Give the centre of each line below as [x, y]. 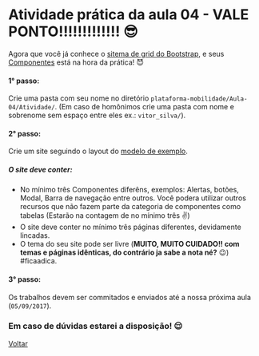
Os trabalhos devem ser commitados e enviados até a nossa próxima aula [130, 297]
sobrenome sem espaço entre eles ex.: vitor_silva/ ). [97, 115]
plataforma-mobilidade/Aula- [199, 99]
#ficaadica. [38, 261]
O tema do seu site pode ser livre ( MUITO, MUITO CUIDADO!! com [129, 244]
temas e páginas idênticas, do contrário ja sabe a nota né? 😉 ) [124, 252]
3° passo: [25, 279]
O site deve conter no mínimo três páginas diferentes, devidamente [130, 227]
